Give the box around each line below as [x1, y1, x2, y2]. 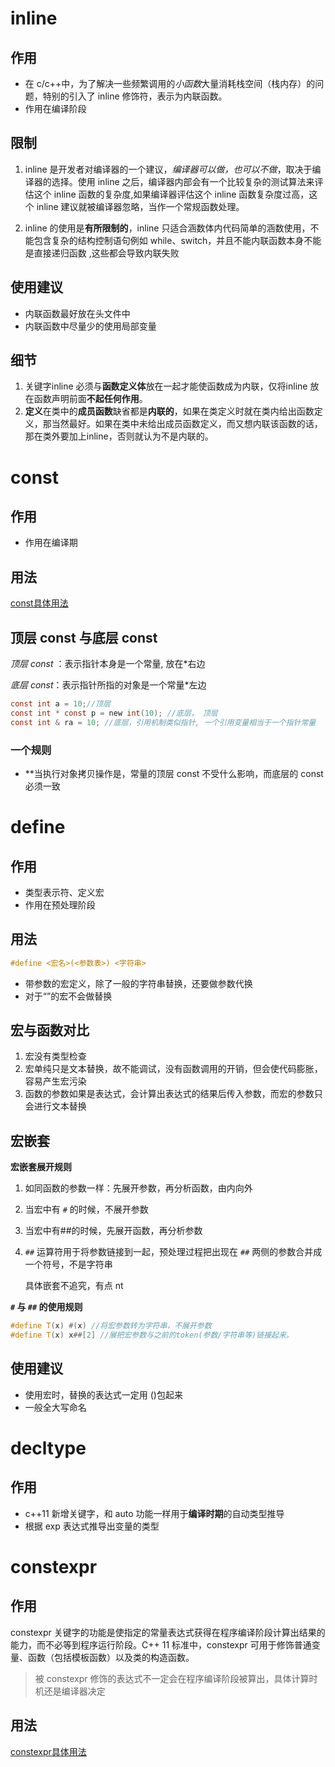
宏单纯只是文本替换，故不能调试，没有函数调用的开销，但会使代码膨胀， [24, 1063, 323, 1075]
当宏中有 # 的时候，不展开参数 [24, 1203, 149, 1216]
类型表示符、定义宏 [24, 886, 105, 898]
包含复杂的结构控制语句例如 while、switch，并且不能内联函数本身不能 [33, 234, 322, 246]
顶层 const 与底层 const [10, 629, 158, 646]
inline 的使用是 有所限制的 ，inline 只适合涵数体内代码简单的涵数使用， [24, 222, 311, 234]
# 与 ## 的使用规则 [10, 1301, 83, 1313]
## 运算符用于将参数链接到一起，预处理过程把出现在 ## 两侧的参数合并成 [24, 1246, 323, 1258]
